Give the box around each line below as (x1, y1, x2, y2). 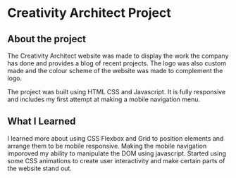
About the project (7, 33, 87, 45)
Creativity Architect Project (7, 5, 171, 21)
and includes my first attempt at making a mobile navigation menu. (7, 95, 201, 103)
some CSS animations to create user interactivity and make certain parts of (7, 156, 225, 165)
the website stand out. (7, 164, 73, 172)
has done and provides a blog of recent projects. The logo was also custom (7, 59, 227, 68)
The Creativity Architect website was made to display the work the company (7, 51, 229, 60)
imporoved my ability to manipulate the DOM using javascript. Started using (7, 149, 227, 158)
